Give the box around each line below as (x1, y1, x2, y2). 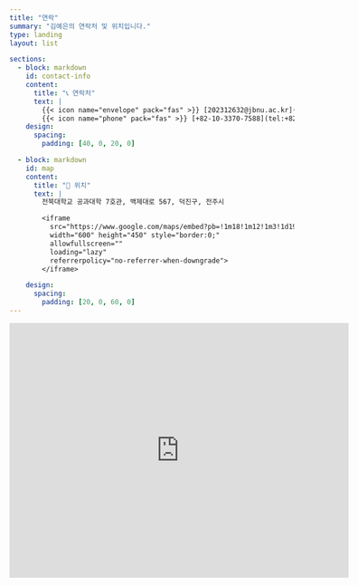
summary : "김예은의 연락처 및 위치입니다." (9, 22, 151, 31)
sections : (9, 55, 47, 64)
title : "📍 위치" (33, 180, 91, 190)
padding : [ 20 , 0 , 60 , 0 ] (42, 298, 136, 307)
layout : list (9, 38, 59, 48)
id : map (25, 164, 54, 173)
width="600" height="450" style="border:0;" (49, 231, 221, 240)
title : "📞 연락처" (33, 88, 96, 98)
